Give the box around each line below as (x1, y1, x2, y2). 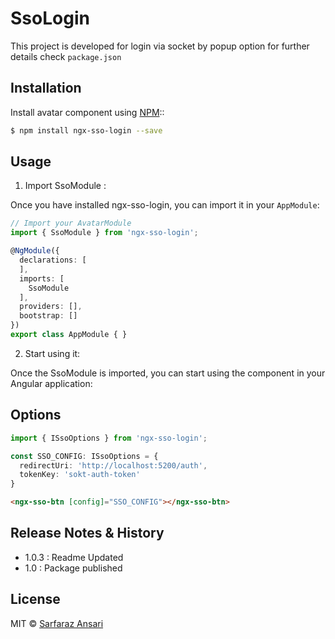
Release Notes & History (10, 525, 165, 542)
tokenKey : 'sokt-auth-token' (19, 470, 141, 480)
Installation (10, 80, 82, 97)
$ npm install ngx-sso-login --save (10, 125, 163, 136)
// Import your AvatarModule (10, 218, 132, 229)
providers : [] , (19, 302, 83, 312)
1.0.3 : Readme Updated (24, 551, 124, 563)
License (10, 591, 61, 608)
